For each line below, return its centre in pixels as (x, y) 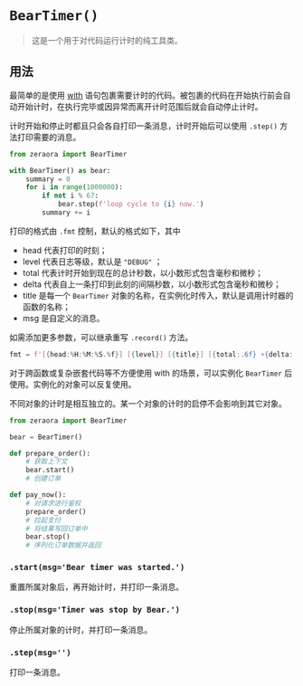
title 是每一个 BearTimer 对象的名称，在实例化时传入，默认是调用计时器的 (158, 295)
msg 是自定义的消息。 (63, 318)
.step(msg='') (40, 653)
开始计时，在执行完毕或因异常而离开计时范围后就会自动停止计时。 (140, 106)
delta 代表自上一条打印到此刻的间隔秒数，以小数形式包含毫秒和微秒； (152, 284)
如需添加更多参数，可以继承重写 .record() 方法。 (101, 337)
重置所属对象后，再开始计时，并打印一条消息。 (96, 587)
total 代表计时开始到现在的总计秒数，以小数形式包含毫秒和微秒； (143, 272)
